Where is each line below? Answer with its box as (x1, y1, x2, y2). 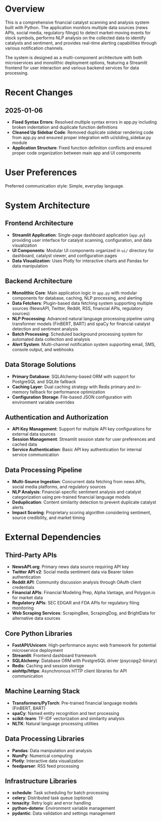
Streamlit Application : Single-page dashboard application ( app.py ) (12, 232, 146, 238)
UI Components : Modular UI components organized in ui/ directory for (12, 247, 154, 253)
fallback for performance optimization (29, 389, 105, 395)
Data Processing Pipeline (5, 466, 82, 474)
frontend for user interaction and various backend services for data (5, 64, 139, 71)
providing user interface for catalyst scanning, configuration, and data (12, 237, 152, 243)
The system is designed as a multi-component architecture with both (5, 54, 143, 60)
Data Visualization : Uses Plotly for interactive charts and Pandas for (12, 258, 149, 264)
